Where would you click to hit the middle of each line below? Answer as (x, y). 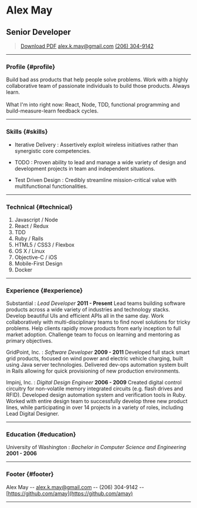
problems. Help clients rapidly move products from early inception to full (94, 328)
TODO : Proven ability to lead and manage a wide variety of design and (100, 162)
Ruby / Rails (29, 238)
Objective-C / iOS (36, 257)
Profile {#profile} (31, 67)
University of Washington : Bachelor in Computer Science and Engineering (96, 447)
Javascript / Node (36, 220)
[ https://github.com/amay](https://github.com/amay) (69, 493)
